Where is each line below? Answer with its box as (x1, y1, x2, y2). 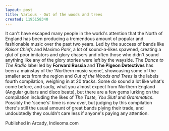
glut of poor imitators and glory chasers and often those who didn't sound (5, 52, 159, 58)
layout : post (5, 7, 33, 13)
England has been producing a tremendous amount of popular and (5, 36, 144, 42)
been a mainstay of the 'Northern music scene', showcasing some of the (5, 68, 156, 74)
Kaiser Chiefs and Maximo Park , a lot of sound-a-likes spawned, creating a (5, 46, 161, 53)
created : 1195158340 (5, 17, 49, 22)
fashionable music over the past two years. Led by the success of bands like (5, 41, 164, 47)
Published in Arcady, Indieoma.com (5, 120, 79, 126)
